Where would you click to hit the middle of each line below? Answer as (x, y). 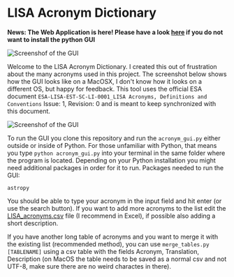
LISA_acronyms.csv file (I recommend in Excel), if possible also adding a (111, 216)
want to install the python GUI (51, 39)
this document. (29, 111)
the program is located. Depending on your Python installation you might (112, 160)
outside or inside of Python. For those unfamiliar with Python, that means (112, 145)
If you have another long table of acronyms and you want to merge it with (113, 237)
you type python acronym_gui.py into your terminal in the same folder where (116, 153)
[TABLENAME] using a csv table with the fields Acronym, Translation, (103, 251)
